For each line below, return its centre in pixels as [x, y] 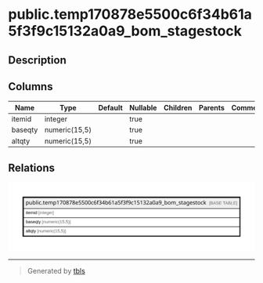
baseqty [25, 130]
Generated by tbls [56, 271]
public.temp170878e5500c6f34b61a [130, 15]
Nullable [143, 107]
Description [37, 60]
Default [110, 107]
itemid [22, 119]
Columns [31, 87]
